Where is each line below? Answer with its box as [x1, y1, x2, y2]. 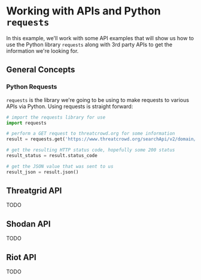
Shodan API [6, 219, 51, 229]
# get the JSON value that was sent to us [6, 163, 114, 169]
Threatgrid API [6, 186, 62, 196]
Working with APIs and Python [6, 4, 162, 18]
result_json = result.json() [6, 169, 79, 175]
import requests [6, 120, 47, 126]
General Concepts [6, 65, 75, 75]
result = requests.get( [6, 136, 66, 142]
